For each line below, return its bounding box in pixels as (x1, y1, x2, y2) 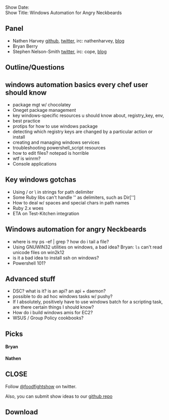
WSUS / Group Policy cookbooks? (12, 315, 84, 321)
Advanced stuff (5, 275, 56, 283)
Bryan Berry (12, 43, 38, 49)
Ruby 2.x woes (12, 205, 44, 211)
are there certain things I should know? (12, 304, 94, 310)
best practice (12, 118, 40, 124)
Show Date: (5, 5, 29, 10)
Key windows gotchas (5, 176, 77, 184)
